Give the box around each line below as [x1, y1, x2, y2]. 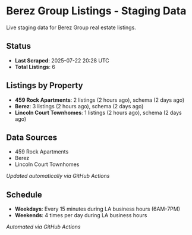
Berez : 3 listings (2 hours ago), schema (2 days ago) [14, 102, 144, 109]
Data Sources [6, 132, 58, 142]
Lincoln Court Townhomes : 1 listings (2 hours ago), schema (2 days [14, 109, 182, 116]
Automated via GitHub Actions [6, 223, 81, 230]
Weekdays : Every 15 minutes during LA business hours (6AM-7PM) [14, 205, 180, 212]
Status [6, 41, 32, 51]
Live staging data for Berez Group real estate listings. [6, 24, 137, 31]
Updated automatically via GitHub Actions [6, 173, 110, 180]
